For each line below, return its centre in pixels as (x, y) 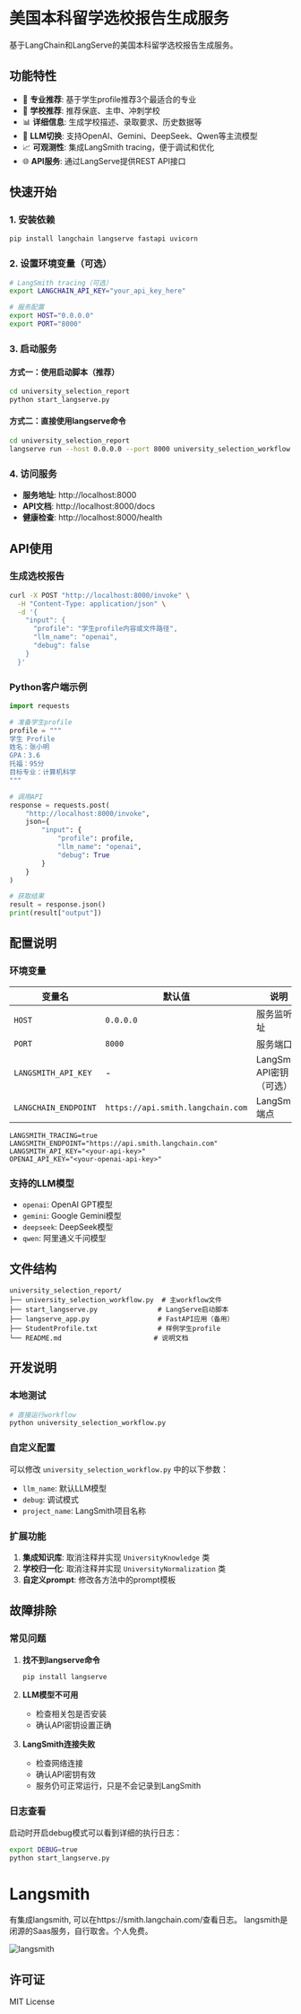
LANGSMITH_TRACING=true (54, 1135)
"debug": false (61, 646)
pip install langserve (64, 1677)
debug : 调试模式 (50, 1499)
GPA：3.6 (25, 756)
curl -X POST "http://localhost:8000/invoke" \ (100, 595)
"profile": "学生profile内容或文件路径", (105, 629)
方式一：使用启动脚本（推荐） (64, 372)
